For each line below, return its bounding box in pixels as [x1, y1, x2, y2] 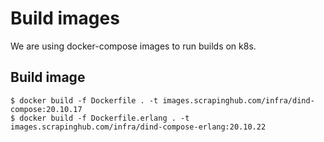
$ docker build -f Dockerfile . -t [10, 95, 159, 106]
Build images [10, 7, 120, 30]
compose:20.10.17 [10, 104, 83, 114]
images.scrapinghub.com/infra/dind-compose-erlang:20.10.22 [10, 122, 267, 132]
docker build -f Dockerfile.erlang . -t [19, 113, 190, 123]
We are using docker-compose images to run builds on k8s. [10, 40, 257, 52]
